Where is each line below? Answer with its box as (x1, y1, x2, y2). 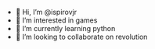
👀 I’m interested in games (15, 16, 98, 25)
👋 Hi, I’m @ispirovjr (15, 8, 77, 16)
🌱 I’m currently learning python (15, 24, 116, 33)
